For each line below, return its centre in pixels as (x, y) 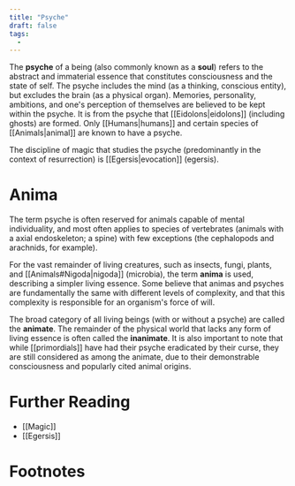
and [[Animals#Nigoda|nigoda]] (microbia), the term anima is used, (132, 274)
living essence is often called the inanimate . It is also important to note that (146, 338)
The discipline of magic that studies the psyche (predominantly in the (135, 150)
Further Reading (70, 402)
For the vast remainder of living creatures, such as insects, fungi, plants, (140, 265)
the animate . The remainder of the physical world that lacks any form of (140, 329)
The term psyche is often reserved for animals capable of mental (127, 220)
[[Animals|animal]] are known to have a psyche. (96, 133)
